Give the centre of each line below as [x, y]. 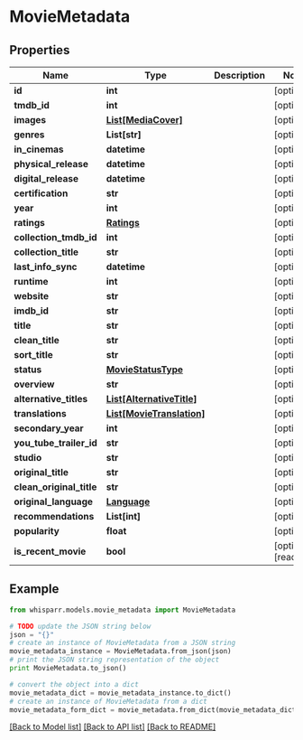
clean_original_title [55, 487]
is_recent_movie [50, 551]
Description [239, 75]
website [32, 296]
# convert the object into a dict [74, 684]
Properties [40, 50]
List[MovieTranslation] [156, 413]
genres [29, 135]
